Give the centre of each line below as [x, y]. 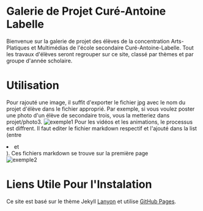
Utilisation [33, 85]
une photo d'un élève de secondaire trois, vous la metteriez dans [88, 115]
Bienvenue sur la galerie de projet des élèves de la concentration [88, 41]
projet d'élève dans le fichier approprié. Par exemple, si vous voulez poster [101, 109]
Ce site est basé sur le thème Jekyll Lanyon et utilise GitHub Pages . [91, 201]
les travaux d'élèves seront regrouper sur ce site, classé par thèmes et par [100, 54]
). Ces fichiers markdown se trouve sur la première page [77, 153]
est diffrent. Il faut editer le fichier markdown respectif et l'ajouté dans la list [102, 128]
